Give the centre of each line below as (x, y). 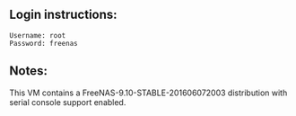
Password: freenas (44, 43)
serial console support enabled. (68, 102)
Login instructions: (64, 15)
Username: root (38, 35)
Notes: (28, 71)
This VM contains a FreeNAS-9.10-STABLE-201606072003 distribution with (148, 93)
